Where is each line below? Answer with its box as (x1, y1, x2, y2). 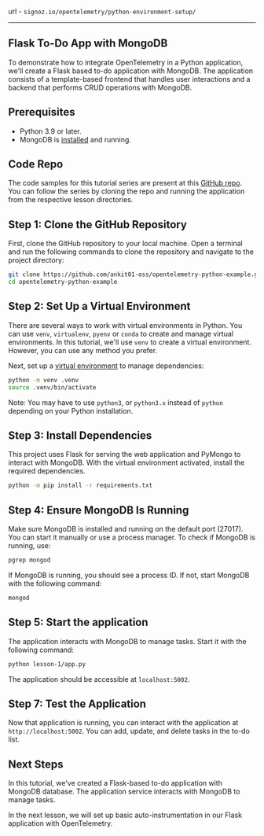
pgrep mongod (8, 556, 51, 565)
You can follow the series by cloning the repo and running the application (8, 186, 245, 196)
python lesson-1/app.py (8, 660, 86, 668)
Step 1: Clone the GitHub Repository (8, 218, 187, 231)
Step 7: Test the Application (8, 697, 147, 710)
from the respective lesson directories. (8, 195, 134, 204)
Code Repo (8, 157, 64, 171)
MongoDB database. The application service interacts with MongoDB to (8, 786, 240, 797)
